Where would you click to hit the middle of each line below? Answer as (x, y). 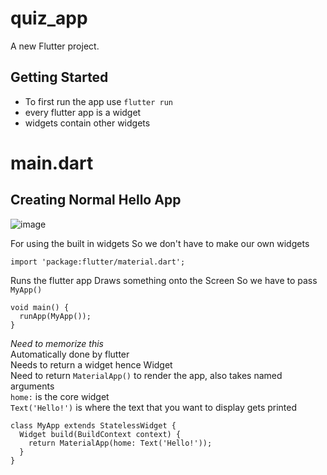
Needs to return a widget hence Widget (91, 364)
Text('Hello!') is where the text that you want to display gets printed (154, 407)
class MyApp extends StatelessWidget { (93, 425)
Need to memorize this (57, 343)
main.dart (52, 163)
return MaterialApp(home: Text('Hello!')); (120, 443)
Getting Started (59, 77)
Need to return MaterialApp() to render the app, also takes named (146, 375)
